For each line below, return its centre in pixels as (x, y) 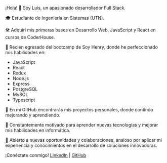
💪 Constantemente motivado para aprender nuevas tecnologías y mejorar (82, 125)
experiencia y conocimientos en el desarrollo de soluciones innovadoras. (81, 145)
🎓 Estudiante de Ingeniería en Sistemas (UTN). (55, 18)
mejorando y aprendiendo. (33, 115)
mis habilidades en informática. (38, 130)
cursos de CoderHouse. (30, 37)
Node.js (21, 78)
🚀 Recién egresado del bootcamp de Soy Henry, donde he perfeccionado (82, 47)
